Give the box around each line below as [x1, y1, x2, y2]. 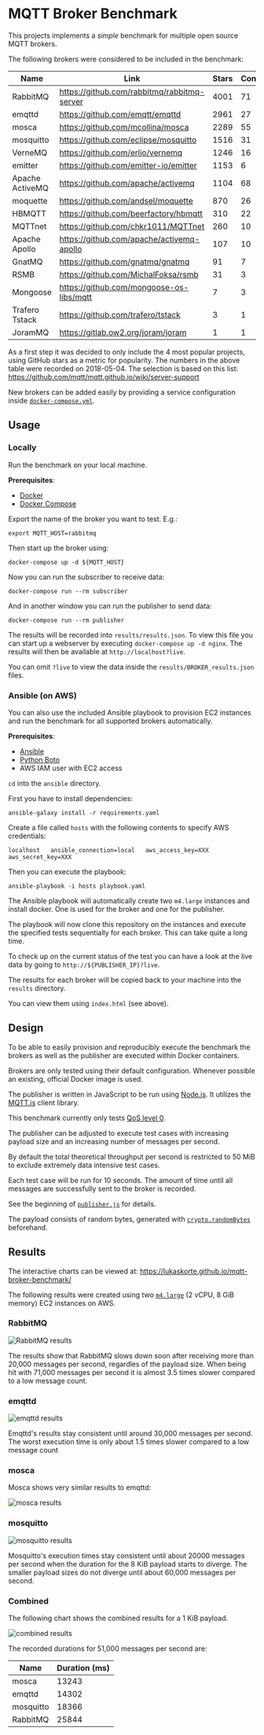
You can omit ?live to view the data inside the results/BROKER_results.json [8, 662, 255, 671]
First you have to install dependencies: [8, 793, 134, 803]
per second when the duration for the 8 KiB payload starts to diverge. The [8, 1559, 247, 1568]
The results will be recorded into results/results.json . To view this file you [8, 630, 254, 639]
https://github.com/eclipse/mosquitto [59, 134, 197, 145]
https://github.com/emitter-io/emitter [59, 160, 198, 171]
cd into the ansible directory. [8, 778, 101, 788]
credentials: [8, 831, 46, 840]
